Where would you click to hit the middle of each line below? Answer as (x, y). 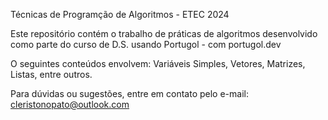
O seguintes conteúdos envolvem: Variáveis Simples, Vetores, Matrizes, (158, 63)
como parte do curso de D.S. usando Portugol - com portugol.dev (146, 44)
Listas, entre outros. (51, 74)
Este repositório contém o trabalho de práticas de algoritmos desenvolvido (164, 33)
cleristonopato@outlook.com (70, 104)
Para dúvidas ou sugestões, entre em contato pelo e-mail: (129, 93)
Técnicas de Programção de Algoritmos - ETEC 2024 (120, 14)
